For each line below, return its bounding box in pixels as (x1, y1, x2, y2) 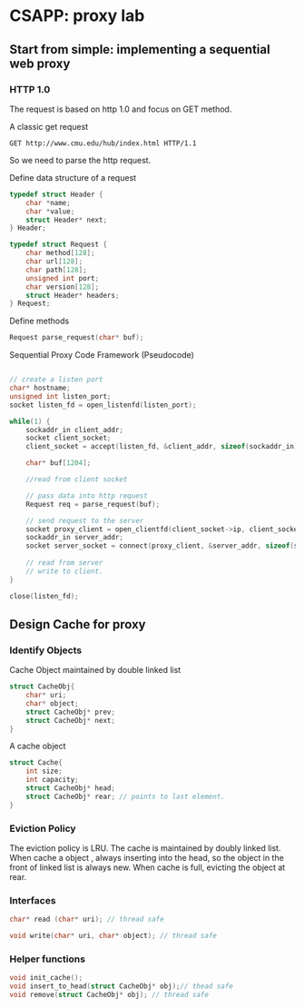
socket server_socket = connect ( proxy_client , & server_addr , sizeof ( (25, 541, 295, 550)
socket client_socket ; (25, 433, 112, 443)
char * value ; (25, 206, 75, 216)
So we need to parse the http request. (9, 154, 152, 165)
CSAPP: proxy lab (9, 5, 145, 26)
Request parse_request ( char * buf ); (9, 333, 144, 342)
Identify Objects (9, 644, 83, 657)
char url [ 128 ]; (25, 257, 84, 266)
